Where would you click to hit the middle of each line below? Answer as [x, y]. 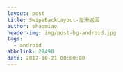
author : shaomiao [32, 26]
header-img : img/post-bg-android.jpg [62, 33]
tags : [15, 39]
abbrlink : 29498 [31, 52]
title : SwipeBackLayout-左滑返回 [54, 20]
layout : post [26, 13]
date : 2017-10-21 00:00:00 [46, 58]
